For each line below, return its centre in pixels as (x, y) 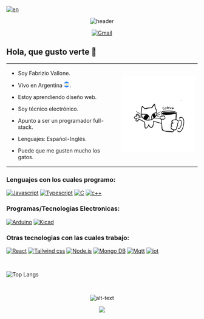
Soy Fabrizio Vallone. (44, 73)
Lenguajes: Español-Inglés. (52, 139)
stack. (25, 127)
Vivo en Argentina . (45, 85)
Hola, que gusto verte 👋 (52, 52)
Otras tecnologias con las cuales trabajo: (68, 238)
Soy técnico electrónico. (48, 109)
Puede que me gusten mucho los (59, 150)
